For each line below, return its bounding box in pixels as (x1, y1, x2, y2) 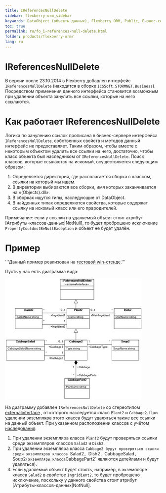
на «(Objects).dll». (12, 189, 50, 195)
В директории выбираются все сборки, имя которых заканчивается (12, 184, 157, 190)
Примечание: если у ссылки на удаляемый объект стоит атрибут (5, 214, 143, 220)
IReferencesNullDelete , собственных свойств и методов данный (5, 138, 141, 144)
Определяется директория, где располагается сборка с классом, (12, 173, 152, 179)
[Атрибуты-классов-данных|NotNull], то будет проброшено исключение (5, 220, 158, 226)
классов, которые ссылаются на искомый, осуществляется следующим (5, 158, 158, 164)
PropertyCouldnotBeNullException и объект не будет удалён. (5, 225, 131, 231)
